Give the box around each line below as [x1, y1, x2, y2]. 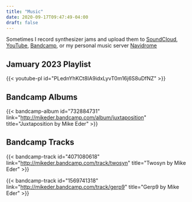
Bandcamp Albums [6, 92, 78, 102]
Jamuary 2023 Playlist [6, 59, 92, 69]
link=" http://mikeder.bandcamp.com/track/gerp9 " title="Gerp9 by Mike [6, 183, 180, 190]
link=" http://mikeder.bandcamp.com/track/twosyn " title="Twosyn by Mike [6, 159, 186, 166]
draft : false [6, 19, 38, 25]
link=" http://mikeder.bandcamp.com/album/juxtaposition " [6, 114, 147, 121]
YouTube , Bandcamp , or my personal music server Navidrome [6, 42, 157, 49]
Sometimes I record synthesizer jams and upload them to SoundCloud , [6, 36, 178, 43]
